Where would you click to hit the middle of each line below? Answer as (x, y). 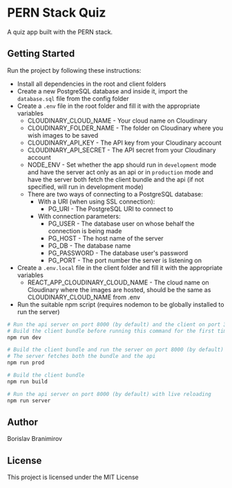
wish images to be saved (63, 135)
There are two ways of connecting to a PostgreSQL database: (115, 194)
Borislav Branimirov (35, 439)
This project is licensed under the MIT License (73, 477)
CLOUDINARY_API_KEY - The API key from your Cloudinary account (125, 143)
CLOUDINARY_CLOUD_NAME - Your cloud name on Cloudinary (117, 120)
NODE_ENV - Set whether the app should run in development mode (122, 165)
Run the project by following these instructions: (74, 70)
